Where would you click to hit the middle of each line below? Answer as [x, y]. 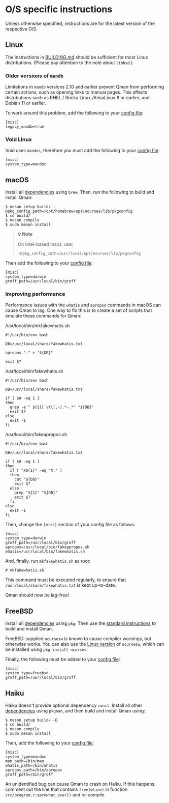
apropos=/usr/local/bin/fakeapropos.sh [47, 547]
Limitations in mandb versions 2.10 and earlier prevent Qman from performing [85, 87]
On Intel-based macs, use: [45, 244]
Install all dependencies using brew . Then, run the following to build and [80, 192]
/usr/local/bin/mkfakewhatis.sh [38, 326]
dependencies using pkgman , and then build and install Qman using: [75, 711]
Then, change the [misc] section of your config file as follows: [70, 525]
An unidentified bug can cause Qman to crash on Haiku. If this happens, [80, 784]
